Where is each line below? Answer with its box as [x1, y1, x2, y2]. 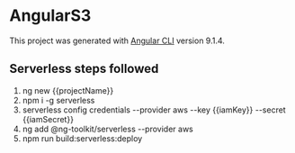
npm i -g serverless [22, 94, 95, 105]
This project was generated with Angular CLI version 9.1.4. [9, 35, 225, 46]
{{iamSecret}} [22, 113, 75, 124]
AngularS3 [9, 5, 92, 26]
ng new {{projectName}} [22, 85, 114, 95]
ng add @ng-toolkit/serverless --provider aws [22, 123, 193, 134]
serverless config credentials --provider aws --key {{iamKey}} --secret [22, 104, 286, 115]
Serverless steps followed [9, 61, 159, 76]
